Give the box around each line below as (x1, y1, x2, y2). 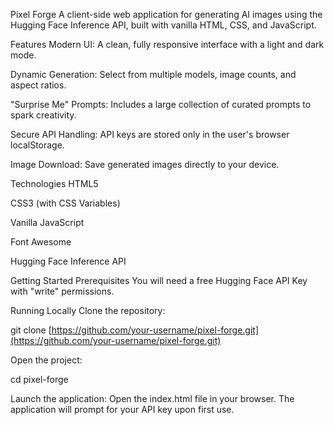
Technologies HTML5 (10, 178, 99, 189)
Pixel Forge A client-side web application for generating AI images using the (10, 9, 323, 20)
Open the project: (10, 354, 83, 366)
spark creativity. (10, 109, 77, 121)
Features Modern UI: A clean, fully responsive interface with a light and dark (10, 39, 325, 50)
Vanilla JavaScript (10, 217, 85, 228)
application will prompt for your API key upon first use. (10, 404, 235, 415)
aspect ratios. (10, 79, 67, 91)
